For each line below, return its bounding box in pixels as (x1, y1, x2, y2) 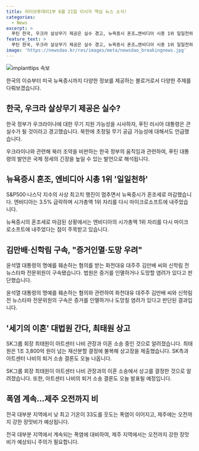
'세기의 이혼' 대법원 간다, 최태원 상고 (6, 323, 131, 333)
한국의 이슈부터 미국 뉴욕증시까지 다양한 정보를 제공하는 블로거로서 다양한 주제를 (6, 77, 191, 84)
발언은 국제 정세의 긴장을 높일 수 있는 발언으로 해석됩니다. (17, 155, 150, 162)
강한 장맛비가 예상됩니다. (12, 418, 70, 425)
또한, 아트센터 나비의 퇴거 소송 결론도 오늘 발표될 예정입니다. (33, 375, 172, 382)
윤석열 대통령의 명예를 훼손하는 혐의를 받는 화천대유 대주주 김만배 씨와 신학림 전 (6, 262, 190, 269)
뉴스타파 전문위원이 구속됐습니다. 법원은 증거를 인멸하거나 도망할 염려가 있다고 (6, 269, 187, 277)
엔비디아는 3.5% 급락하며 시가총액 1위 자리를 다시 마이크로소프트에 (14, 198, 168, 205)
